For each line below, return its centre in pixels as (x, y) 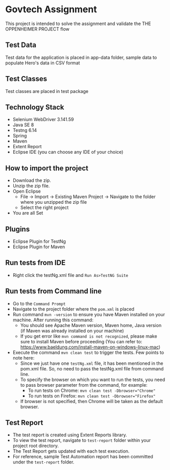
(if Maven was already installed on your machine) (72, 331)
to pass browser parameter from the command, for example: (84, 385)
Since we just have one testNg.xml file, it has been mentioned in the (92, 363)
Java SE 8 (23, 125)
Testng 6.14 (25, 130)
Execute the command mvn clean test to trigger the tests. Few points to (88, 352)
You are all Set (28, 213)
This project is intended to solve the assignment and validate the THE (78, 24)
